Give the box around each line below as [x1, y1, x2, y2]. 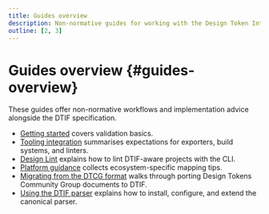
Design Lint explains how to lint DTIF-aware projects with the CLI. [19, 154, 236, 164]
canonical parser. [19, 197, 78, 207]
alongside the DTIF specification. [8, 113, 118, 123]
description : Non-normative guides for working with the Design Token [8, 19, 249, 27]
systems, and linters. [19, 146, 89, 155]
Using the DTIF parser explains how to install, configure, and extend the [19, 188, 257, 198]
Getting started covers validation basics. [19, 129, 154, 139]
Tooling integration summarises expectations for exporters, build [19, 137, 234, 147]
